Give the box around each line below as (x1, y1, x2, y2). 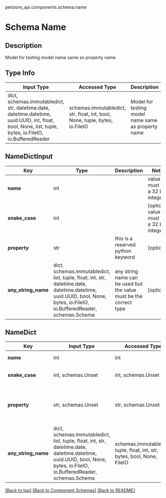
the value (115, 286, 137, 293)
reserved (115, 241, 136, 248)
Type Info (5, 69, 35, 77)
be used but (115, 280, 143, 287)
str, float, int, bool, (69, 110, 111, 117)
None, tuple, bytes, (69, 117, 113, 124)
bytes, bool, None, (115, 453, 157, 460)
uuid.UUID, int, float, (7, 117, 54, 124)
